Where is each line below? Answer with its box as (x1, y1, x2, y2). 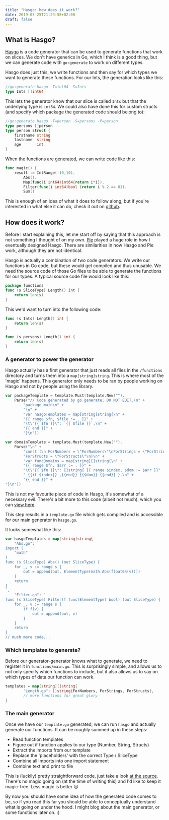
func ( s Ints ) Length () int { (5, 316, 69, 321)
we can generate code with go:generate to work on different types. (5, 59, 144, 66)
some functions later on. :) (5, 809, 60, 815)
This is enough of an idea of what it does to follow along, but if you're (5, 198, 149, 204)
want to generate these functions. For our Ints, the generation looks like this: (5, 75, 163, 81)
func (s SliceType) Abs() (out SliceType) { (5, 560, 100, 565)
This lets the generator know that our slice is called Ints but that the (5, 98, 146, 104)
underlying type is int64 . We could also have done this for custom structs (5, 103, 157, 109)
